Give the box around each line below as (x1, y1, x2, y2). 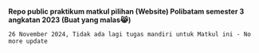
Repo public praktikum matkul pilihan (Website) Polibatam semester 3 (8, 7, 245, 16)
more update (8, 37, 48, 45)
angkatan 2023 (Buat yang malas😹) (8, 15, 131, 25)
